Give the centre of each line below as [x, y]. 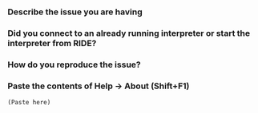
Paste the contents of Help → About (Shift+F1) [99, 86]
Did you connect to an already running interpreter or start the [129, 33]
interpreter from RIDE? [52, 43]
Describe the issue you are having [75, 12]
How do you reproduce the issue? [74, 64]
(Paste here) [29, 103]
